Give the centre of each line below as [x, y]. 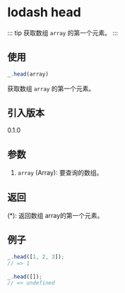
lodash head [44, 12]
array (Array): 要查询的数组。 [60, 173]
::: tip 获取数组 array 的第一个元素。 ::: [63, 33]
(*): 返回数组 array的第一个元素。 [55, 216]
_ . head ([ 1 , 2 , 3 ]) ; [36, 257]
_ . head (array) [28, 74]
